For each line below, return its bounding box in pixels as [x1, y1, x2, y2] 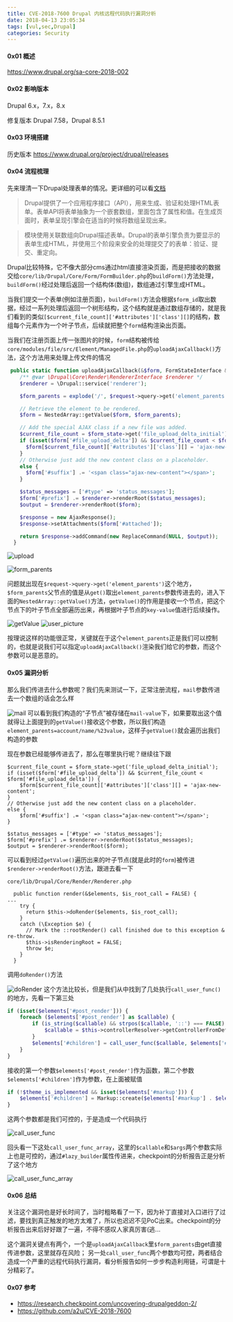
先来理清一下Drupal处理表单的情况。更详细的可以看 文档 [7, 184, 166, 192]
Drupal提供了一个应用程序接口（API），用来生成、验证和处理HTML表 [24, 199, 220, 207]
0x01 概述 [7, 51, 36, 60]
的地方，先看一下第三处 [7, 993, 74, 1002]
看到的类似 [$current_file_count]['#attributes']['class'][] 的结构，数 [12, 313, 221, 321]
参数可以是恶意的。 [7, 651, 62, 660]
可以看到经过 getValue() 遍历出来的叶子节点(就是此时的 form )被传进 [7, 855, 196, 864]
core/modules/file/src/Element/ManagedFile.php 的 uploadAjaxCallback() [7, 345, 216, 353]
